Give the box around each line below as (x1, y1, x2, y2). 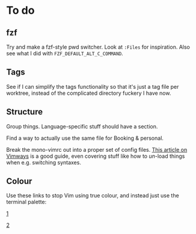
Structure (6, 107, 43, 117)
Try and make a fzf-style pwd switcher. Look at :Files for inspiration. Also (6, 43, 191, 50)
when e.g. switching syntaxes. (6, 158, 81, 166)
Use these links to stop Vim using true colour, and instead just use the (6, 192, 179, 199)
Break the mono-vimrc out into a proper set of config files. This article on (6, 146, 188, 153)
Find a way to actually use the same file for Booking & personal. (6, 134, 164, 142)
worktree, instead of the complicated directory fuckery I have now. (6, 89, 171, 97)
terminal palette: (6, 199, 47, 206)
